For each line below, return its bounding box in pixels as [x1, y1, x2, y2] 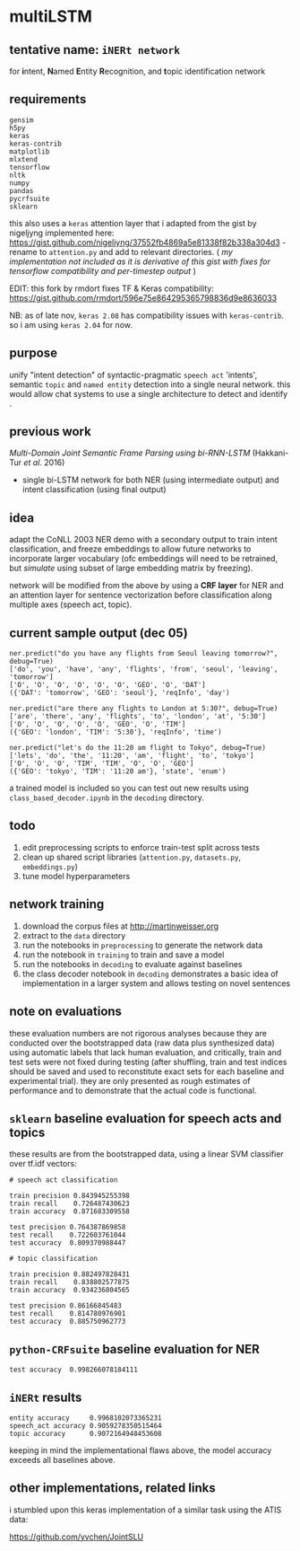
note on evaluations [9, 1004, 123, 1019]
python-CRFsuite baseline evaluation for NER [9, 1341, 260, 1357]
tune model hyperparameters [21, 870, 131, 881]
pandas [9, 186, 34, 195]
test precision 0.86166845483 [9, 1301, 123, 1310]
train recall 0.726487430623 [9, 1199, 130, 1209]
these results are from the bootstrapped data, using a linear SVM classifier [9, 1149, 284, 1159]
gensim [9, 115, 34, 125]
